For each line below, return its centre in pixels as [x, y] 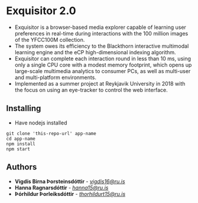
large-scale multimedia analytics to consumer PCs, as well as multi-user [103, 71]
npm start [18, 149]
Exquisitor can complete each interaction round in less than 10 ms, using [103, 58]
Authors [22, 167]
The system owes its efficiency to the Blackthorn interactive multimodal [102, 46]
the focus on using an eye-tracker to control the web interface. [91, 90]
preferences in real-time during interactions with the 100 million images [101, 33]
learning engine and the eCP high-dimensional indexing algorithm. [95, 52]
